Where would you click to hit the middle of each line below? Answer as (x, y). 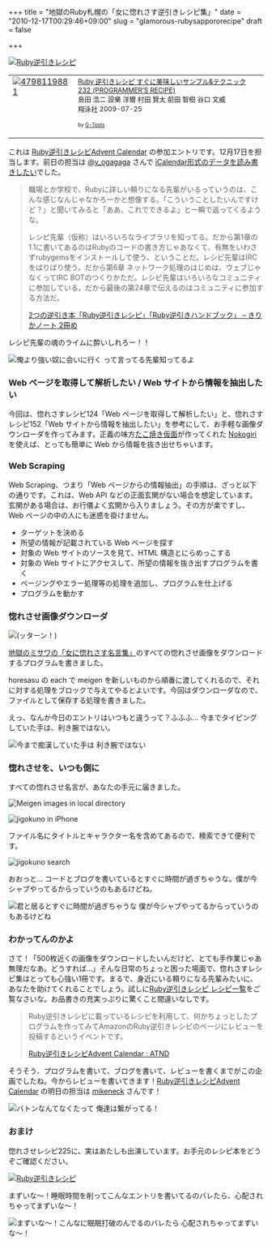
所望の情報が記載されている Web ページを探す (97, 543)
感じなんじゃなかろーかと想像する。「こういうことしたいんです (147, 200)
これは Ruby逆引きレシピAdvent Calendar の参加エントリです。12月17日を (132, 152)
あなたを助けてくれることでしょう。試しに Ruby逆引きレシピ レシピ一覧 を (131, 989)
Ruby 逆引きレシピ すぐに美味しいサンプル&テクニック (162, 82)
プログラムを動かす (52, 593)
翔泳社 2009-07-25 (110, 109)
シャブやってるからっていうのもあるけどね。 (83, 889)
